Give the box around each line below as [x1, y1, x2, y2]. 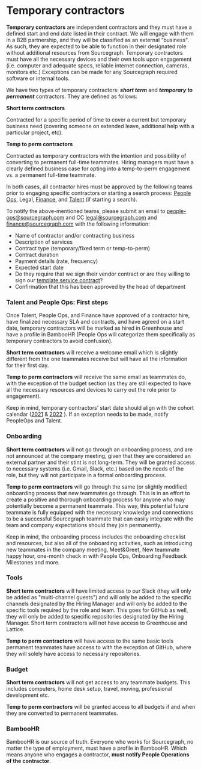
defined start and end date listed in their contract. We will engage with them [6, 29, 194, 37]
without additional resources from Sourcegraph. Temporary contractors [6, 49, 183, 56]
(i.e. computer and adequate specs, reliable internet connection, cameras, [6, 61, 190, 69]
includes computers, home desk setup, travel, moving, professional [6, 685, 172, 693]
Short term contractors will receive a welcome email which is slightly [6, 349, 178, 356]
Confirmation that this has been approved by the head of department [14, 283, 186, 290]
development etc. [6, 691, 50, 699]
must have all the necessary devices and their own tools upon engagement [6, 55, 192, 63]
